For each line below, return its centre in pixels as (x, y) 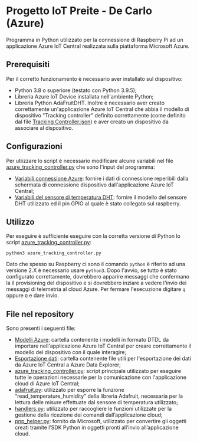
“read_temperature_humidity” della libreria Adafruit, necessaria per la (99, 396)
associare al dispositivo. (44, 127)
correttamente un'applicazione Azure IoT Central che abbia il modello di (102, 109)
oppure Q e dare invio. (32, 296)
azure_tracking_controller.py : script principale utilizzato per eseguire (98, 371)
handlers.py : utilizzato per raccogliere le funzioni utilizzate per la (93, 409)
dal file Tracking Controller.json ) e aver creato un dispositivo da (92, 122)
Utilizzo (20, 222)
